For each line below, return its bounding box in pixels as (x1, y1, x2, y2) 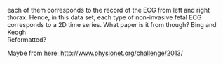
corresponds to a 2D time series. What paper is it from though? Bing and (7, 21, 217, 29)
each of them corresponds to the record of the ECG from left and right (7, 6, 210, 14)
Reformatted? (7, 35, 47, 44)
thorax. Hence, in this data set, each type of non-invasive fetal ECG (7, 13, 202, 22)
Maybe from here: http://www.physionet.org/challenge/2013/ (7, 49, 184, 57)
